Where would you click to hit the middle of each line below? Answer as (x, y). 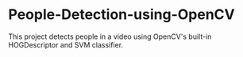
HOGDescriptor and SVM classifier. (66, 44)
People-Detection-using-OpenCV (122, 15)
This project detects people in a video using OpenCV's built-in (110, 36)
